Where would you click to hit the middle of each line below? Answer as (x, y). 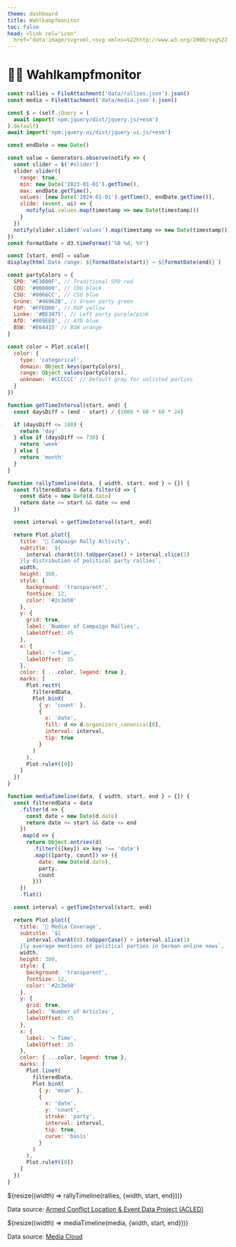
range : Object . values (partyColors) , (74, 373)
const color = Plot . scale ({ (48, 347)
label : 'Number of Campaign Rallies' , (83, 627)
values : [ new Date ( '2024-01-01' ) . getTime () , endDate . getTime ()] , (118, 197)
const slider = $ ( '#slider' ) (56, 165)
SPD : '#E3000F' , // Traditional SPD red (73, 282)
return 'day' (39, 431)
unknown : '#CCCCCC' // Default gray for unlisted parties (106, 380)
